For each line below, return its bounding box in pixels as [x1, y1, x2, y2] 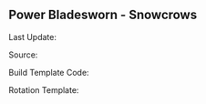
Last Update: [8, 31, 57, 42]
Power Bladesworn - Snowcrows [8, 7, 198, 23]
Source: [8, 49, 38, 60]
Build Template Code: [8, 67, 89, 78]
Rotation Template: [8, 84, 79, 95]
